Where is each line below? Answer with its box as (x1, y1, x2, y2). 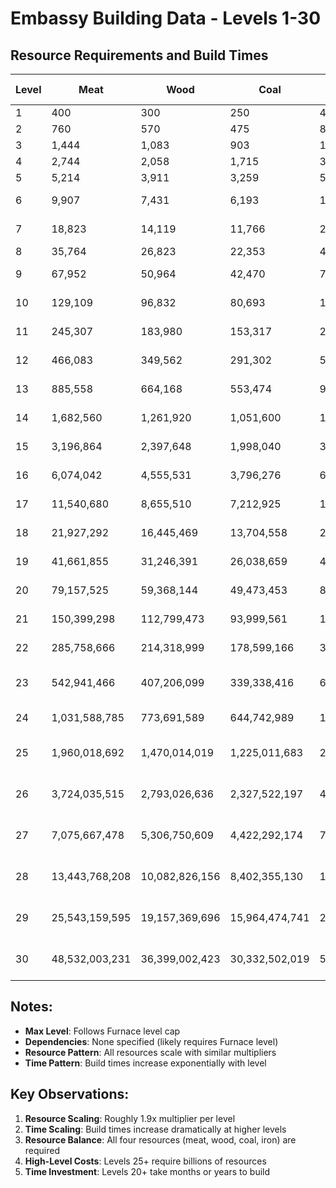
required (24, 1144, 61, 1156)
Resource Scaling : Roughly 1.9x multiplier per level (24, 1112, 236, 1124)
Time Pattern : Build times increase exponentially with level (24, 1057, 267, 1069)
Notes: (10, 998, 53, 1016)
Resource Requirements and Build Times (10, 47, 269, 64)
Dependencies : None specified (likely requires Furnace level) (24, 1035, 279, 1047)
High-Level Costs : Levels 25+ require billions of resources (24, 1155, 267, 1167)
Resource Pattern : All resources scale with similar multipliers (24, 1046, 277, 1058)
